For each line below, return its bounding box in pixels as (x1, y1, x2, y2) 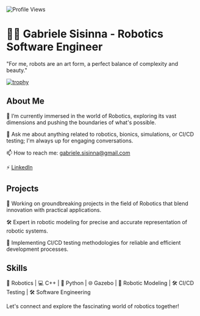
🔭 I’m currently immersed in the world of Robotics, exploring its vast (6, 112, 177, 119)
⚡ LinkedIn (6, 163, 33, 170)
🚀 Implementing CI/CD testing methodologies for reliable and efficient (6, 239, 181, 246)
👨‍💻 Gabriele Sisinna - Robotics (6, 27, 163, 41)
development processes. (6, 245, 69, 253)
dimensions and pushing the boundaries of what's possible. (6, 119, 157, 126)
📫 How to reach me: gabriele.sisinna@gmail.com (6, 149, 130, 156)
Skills (6, 262, 27, 273)
